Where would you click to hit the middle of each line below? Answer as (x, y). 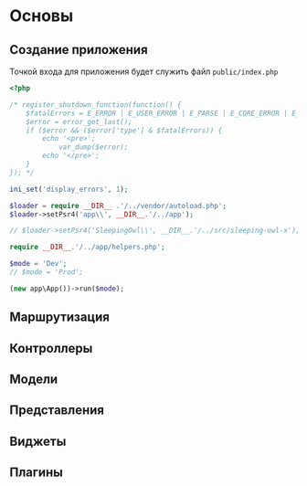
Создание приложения (79, 50)
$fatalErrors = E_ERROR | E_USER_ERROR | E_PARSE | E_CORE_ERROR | (157, 113)
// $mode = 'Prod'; (47, 272)
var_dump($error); (93, 147)
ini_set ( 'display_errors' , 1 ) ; (69, 189)
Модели (34, 379)
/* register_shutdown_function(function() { (95, 105)
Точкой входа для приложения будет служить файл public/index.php (144, 71)
